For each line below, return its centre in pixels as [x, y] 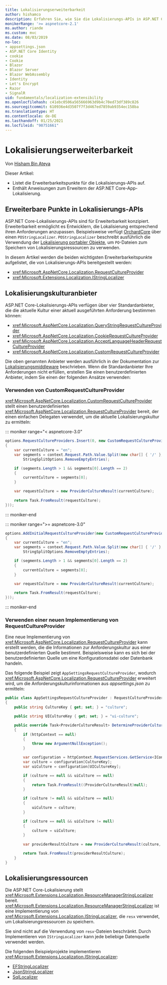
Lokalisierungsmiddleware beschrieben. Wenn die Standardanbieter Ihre [79, 367]
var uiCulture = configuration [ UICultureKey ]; [72, 767]
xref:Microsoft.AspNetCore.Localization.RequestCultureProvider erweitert [81, 678]
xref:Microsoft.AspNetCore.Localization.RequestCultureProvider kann [77, 642]
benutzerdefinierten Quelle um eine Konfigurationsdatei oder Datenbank [79, 658]
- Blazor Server [22, 70]
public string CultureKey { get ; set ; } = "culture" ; [71, 707]
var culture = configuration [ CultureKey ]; [68, 762]
